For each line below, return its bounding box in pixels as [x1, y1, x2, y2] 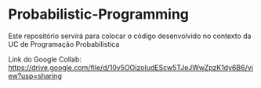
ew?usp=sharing [8, 71, 63, 80]
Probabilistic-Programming [8, 5, 190, 23]
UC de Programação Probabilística [8, 39, 120, 48]
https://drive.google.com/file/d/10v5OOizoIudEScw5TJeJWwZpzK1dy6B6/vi [8, 62, 253, 72]
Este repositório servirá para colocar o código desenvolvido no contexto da [8, 31, 252, 40]
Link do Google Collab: [8, 55, 82, 64]
